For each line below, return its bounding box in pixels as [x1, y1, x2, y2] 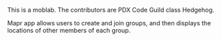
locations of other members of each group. [7, 27, 131, 34]
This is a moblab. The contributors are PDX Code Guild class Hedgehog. [7, 6, 215, 14]
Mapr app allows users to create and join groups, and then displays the [7, 19, 211, 27]
